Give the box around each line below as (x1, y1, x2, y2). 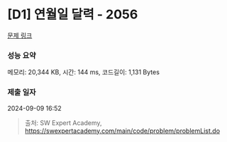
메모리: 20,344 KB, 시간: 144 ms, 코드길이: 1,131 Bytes (7, 68, 160, 76)
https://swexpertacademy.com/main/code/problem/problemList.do (24, 126, 221, 135)
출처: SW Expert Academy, (24, 118, 102, 127)
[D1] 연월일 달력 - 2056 (7, 6, 138, 23)
